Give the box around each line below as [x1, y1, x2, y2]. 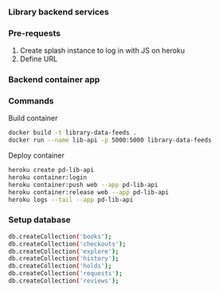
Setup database [8, 214, 72, 225]
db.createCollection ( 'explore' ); [8, 247, 119, 255]
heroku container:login [8, 173, 88, 181]
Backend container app [8, 74, 100, 85]
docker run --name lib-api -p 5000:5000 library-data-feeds [8, 136, 213, 145]
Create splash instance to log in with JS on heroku [19, 46, 186, 56]
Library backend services [8, 6, 110, 18]
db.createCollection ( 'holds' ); [8, 262, 112, 271]
